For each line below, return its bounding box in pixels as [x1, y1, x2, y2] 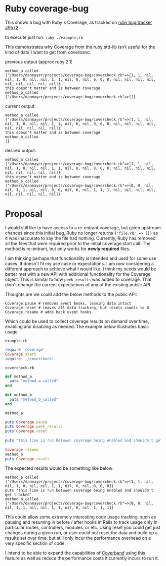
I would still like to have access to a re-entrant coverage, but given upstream [5, 224, 161, 231]
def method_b [5, 392, 32, 397]
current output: [5, 103, 36, 109]
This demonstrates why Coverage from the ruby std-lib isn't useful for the [5, 44, 156, 50]
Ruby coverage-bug [5, 3, 89, 14]
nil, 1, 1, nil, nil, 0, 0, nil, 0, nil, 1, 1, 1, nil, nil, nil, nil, [5, 187, 156, 192]
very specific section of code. [5, 540, 66, 546]
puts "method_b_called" [9, 397, 58, 402]
